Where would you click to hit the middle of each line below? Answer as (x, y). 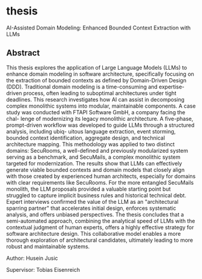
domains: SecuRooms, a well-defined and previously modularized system (97, 150)
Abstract (23, 53)
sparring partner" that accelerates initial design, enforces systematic (91, 208)
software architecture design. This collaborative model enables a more (94, 233)
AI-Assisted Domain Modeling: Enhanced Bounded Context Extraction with (99, 28)
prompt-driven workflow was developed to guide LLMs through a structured (100, 125)
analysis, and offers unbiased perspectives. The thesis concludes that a (95, 214)
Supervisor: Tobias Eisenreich (43, 269)
